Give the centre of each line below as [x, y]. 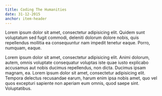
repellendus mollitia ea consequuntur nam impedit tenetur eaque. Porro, [78, 43]
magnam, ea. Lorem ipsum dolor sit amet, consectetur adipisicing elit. [75, 73]
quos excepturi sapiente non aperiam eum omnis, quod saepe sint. [72, 83]
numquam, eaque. [23, 48]
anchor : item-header [26, 19]
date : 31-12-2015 [23, 14]
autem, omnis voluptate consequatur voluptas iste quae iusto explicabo [77, 63]
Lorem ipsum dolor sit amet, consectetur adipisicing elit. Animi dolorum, [78, 58]
